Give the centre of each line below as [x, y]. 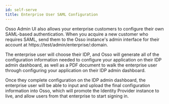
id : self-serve [21, 10]
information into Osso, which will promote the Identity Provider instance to [82, 90]
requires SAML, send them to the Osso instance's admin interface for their [82, 39]
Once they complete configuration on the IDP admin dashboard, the [76, 80]
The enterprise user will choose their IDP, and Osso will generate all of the [82, 54]
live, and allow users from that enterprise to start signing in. [67, 96]
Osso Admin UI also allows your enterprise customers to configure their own [84, 28]
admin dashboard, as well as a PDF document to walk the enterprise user [81, 65]
